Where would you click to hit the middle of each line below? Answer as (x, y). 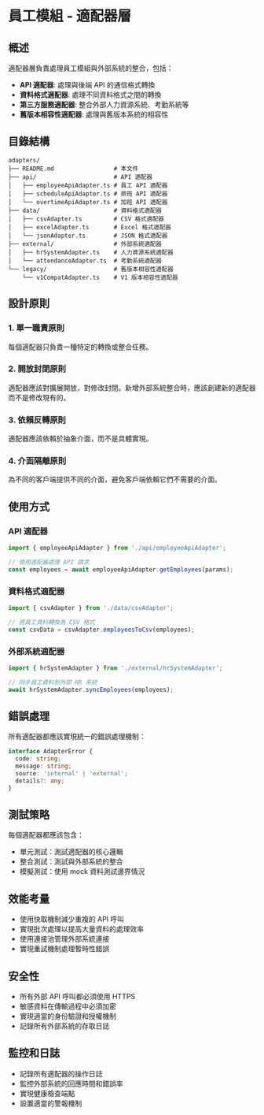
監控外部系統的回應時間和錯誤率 (71, 1083)
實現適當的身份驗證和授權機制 (68, 1017)
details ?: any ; (40, 781)
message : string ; (44, 766)
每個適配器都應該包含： (46, 835)
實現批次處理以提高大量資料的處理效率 (81, 929)
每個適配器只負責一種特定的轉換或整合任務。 (81, 347)
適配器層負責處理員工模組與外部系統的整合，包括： (91, 68)
